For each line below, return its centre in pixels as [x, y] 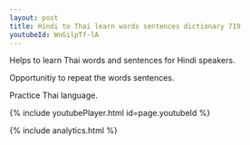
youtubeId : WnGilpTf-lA [54, 34]
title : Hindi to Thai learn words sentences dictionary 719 [125, 26]
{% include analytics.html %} [63, 130]
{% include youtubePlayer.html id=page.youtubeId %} [110, 113]
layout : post [34, 18]
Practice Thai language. [53, 95]
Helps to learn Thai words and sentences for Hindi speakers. [122, 61]
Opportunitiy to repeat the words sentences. [92, 78]
